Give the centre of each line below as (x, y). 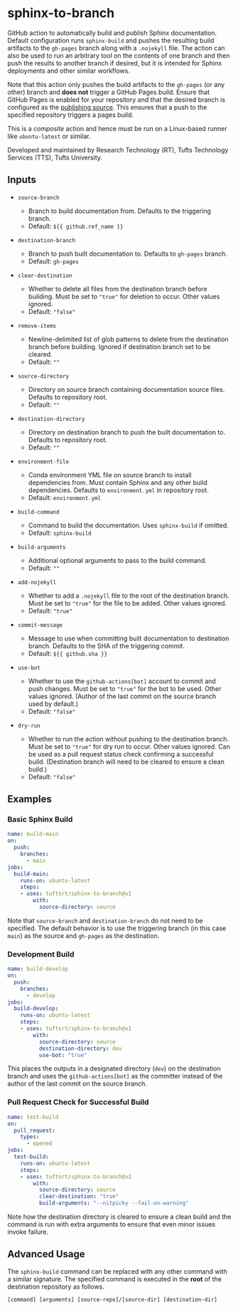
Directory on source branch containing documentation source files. (126, 389)
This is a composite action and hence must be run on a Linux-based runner (117, 128)
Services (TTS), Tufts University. (55, 157)
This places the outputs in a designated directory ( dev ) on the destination (114, 1069)
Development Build (41, 954)
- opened (39, 1144)
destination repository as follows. (56, 1286)
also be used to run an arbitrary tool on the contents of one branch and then (119, 56)
